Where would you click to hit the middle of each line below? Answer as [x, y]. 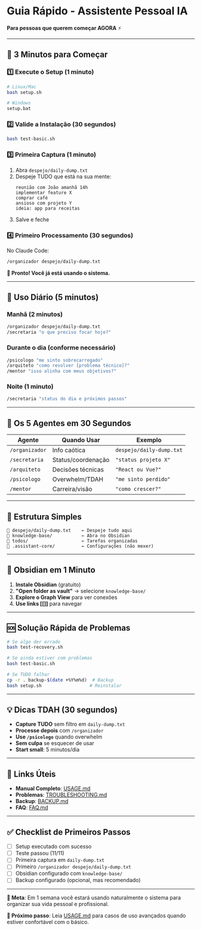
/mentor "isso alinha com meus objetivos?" [62, 371]
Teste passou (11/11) [40, 853]
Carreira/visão [72, 489]
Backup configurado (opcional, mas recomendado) [78, 880]
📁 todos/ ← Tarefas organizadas [72, 541]
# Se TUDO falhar [28, 674]
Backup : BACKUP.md [42, 801]
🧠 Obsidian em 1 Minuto [51, 570]
